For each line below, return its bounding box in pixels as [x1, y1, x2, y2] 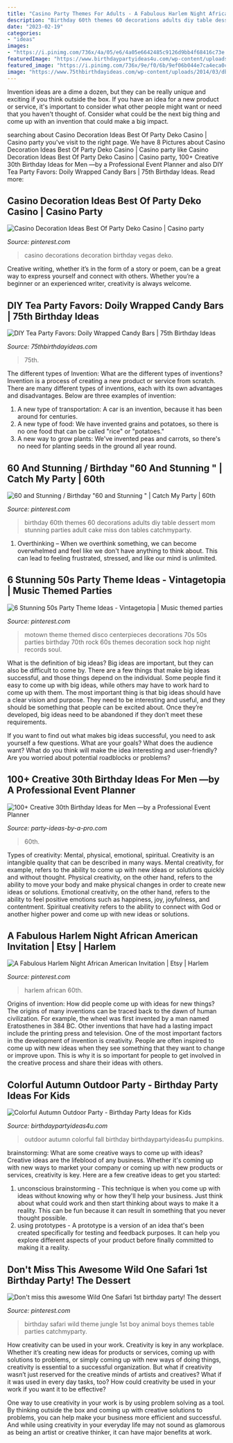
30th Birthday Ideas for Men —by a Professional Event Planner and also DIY [7, 160, 223, 168]
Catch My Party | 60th [7, 473, 105, 485]
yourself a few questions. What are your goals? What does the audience [7, 739, 214, 747]
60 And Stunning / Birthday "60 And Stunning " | [7, 462, 223, 474]
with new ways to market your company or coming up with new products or [7, 1163, 223, 1172]
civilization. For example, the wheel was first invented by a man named [7, 1015, 209, 1023]
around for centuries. [17, 412, 78, 421]
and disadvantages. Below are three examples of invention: [7, 392, 177, 400]
